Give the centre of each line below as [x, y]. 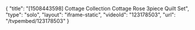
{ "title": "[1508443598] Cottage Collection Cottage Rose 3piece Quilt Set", [97, 9]
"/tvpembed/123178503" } [37, 21]
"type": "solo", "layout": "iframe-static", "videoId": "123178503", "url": [91, 15]
